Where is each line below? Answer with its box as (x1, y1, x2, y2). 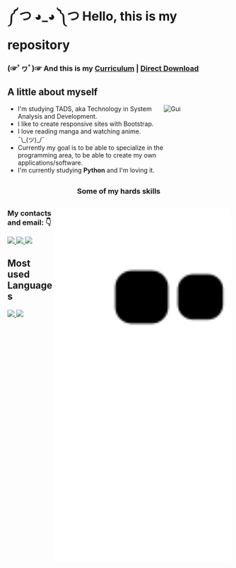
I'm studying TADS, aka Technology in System (17, 105, 152, 113)
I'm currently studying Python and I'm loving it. (17, 165, 155, 174)
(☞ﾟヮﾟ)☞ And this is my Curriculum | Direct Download (7, 64, 199, 73)
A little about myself (7, 85, 98, 97)
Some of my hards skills (76, 187, 161, 196)
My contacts (7, 208, 52, 218)
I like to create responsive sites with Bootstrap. (17, 119, 154, 128)
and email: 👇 (7, 218, 52, 227)
